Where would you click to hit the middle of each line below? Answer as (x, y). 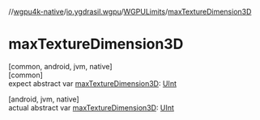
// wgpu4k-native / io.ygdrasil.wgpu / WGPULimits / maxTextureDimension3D (130, 12)
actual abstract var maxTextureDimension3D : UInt (91, 107)
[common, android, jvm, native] (60, 66)
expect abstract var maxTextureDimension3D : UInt (92, 83)
